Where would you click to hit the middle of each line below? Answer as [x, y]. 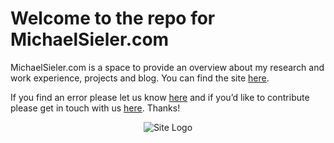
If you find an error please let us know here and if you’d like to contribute [160, 97]
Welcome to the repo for [113, 18]
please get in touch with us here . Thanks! [95, 108]
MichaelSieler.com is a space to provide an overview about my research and [167, 67]
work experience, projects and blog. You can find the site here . [140, 78]
